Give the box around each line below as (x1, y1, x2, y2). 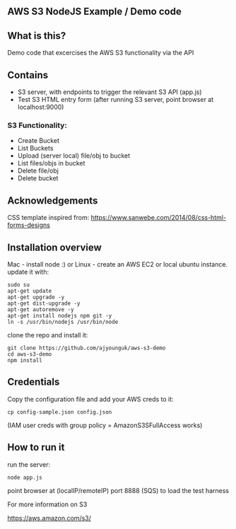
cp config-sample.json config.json (7, 408, 112, 416)
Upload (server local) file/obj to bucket (17, 151, 131, 160)
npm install (7, 356, 42, 364)
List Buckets (17, 144, 54, 153)
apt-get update (7, 287, 52, 294)
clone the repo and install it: (7, 330, 88, 339)
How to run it (7, 441, 65, 453)
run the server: (7, 460, 51, 469)
